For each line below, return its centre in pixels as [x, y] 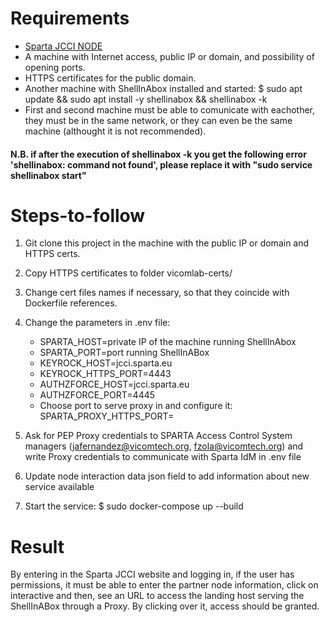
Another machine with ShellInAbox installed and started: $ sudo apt [163, 88]
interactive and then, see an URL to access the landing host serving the [157, 596]
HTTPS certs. [52, 254]
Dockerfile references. [71, 303]
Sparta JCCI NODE [63, 46]
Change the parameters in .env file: [97, 323]
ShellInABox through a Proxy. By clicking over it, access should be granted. [165, 606]
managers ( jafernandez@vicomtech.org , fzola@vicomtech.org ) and [164, 446]
